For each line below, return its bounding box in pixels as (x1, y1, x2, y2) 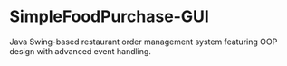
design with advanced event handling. (9, 45, 152, 56)
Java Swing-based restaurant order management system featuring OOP (9, 36, 278, 47)
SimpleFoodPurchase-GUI (9, 6, 210, 27)
